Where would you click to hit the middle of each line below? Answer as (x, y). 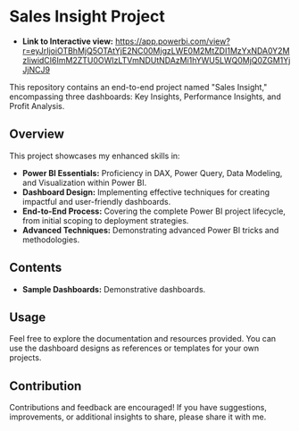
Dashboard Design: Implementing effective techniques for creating (146, 192)
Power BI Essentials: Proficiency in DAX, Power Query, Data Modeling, (152, 173)
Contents (36, 268)
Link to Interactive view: (68, 41)
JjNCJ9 (36, 70)
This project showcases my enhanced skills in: (95, 156)
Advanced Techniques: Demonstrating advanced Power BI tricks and (150, 230)
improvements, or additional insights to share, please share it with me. (138, 417)
